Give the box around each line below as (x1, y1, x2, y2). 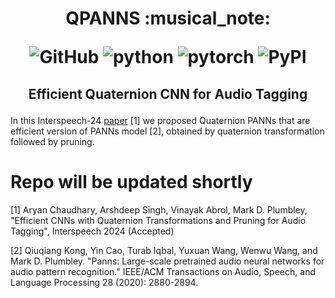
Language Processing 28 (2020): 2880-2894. (10, 276, 199, 288)
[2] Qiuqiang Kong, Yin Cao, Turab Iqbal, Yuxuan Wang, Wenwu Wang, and (10, 244, 318, 256)
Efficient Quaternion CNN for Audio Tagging (28, 85, 308, 102)
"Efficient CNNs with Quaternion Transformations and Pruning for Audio (10, 214, 307, 226)
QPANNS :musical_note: (65, 7, 271, 30)
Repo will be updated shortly (10, 170, 253, 193)
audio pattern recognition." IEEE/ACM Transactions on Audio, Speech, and (10, 265, 316, 277)
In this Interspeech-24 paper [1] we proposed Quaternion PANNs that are (10, 114, 311, 126)
